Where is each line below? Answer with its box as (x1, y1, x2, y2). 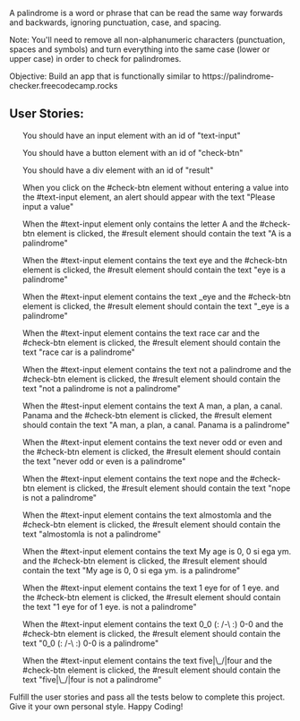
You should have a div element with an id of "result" (21, 165, 214, 176)
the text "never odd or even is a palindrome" (21, 456, 186, 467)
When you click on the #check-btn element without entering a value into (21, 182, 289, 193)
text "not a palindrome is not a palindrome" (21, 382, 182, 393)
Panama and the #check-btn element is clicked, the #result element (21, 409, 272, 420)
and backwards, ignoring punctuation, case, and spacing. (9, 17, 222, 28)
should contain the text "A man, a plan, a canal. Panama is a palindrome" (21, 419, 290, 430)
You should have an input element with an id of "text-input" (21, 130, 241, 141)
